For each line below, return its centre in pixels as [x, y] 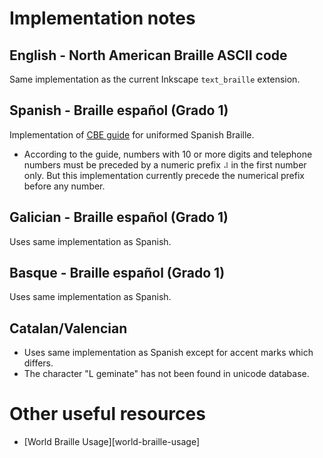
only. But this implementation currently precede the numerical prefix [164, 175]
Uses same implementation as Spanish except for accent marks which [168, 353]
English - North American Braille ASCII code [148, 55]
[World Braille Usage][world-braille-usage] [112, 442]
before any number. [64, 186]
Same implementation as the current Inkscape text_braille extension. [155, 79]
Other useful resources [107, 414]
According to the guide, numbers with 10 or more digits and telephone [168, 154]
